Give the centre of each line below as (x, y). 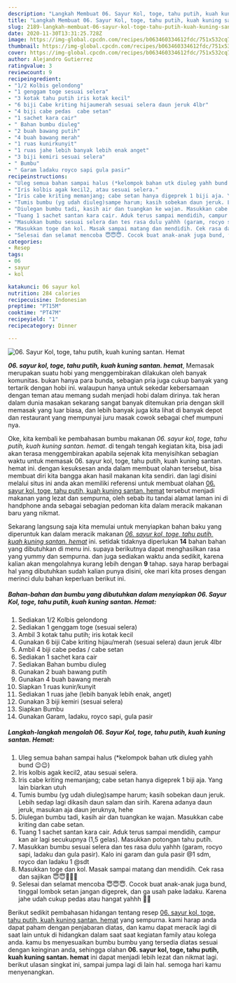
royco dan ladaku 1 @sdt (54, 861)
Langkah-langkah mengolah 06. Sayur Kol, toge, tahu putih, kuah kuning (117, 732)
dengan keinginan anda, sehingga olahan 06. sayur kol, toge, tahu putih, (113, 949)
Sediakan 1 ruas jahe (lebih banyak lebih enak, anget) (95, 694)
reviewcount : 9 (30, 72)
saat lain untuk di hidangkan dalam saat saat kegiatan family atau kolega (112, 935)
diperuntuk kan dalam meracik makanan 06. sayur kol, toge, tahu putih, (111, 534)
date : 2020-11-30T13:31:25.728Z (55, 33)
